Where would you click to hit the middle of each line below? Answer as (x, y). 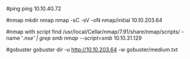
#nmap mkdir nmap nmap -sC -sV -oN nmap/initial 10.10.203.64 (84, 20)
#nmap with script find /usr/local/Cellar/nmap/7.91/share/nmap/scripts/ (93, 32)
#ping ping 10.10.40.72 (34, 9)
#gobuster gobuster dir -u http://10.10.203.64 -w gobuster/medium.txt (92, 49)
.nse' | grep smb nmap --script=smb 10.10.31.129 (82, 38)
